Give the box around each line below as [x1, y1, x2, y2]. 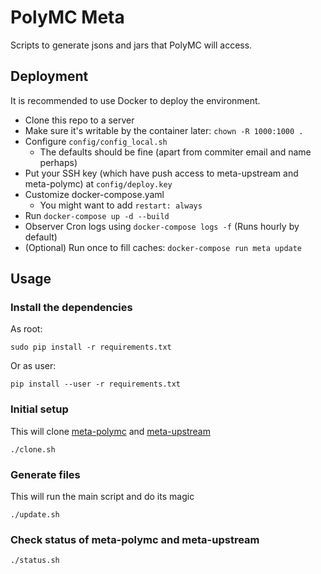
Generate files [10, 467, 81, 481]
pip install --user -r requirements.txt [10, 379, 182, 390]
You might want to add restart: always [39, 199, 203, 211]
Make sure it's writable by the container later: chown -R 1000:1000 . [24, 124, 304, 136]
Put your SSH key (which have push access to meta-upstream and [24, 167, 299, 179]
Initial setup [10, 402, 69, 416]
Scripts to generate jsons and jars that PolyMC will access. [10, 39, 253, 51]
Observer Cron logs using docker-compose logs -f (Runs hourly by [24, 220, 300, 232]
